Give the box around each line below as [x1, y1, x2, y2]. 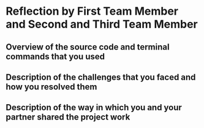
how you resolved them [6, 81, 97, 92]
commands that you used [6, 51, 105, 62]
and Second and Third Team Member [6, 17, 198, 31]
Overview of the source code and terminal [6, 42, 170, 52]
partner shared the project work [6, 112, 130, 122]
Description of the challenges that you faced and [6, 72, 196, 82]
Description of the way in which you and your [6, 102, 182, 113]
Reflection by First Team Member [6, 4, 179, 18]
